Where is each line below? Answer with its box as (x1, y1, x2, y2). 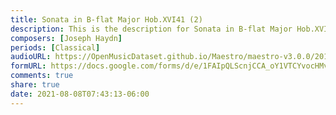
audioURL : (10, 52, 52, 62)
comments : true (10, 71, 74, 81)
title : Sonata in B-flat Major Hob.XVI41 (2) (10, 14, 203, 25)
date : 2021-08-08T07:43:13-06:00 (10, 89, 150, 99)
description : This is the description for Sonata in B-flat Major (10, 24, 293, 34)
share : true (10, 80, 60, 90)
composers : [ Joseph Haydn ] (10, 33, 123, 43)
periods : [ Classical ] (10, 42, 101, 53)
